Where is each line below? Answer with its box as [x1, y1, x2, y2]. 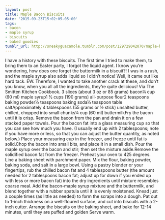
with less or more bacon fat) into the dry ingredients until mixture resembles [5, 178, 159, 184]
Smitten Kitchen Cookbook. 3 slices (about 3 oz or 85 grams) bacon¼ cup [5, 89, 155, 94]
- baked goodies [5, 39, 38, 44]
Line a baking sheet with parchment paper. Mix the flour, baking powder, [5, 157, 152, 162]
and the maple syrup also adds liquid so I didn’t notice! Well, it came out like [5, 73, 159, 79]
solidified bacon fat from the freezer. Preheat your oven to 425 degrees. [5, 151, 151, 157]
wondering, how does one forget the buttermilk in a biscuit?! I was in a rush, [5, 67, 159, 74]
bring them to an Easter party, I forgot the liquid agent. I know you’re [5, 63, 143, 68]
